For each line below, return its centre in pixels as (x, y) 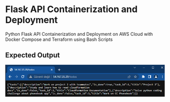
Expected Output (33, 55)
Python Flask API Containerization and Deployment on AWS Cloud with (79, 34)
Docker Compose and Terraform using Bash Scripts (59, 39)
